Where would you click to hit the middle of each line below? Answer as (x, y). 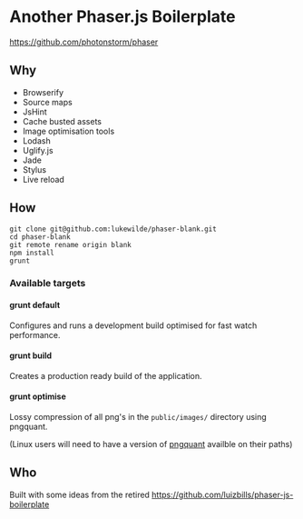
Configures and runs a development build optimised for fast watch (133, 325)
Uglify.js (38, 150)
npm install (32, 253)
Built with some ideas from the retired (79, 494)
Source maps (47, 102)
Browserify (43, 92)
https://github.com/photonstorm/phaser (84, 42)
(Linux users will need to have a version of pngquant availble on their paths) (151, 444)
